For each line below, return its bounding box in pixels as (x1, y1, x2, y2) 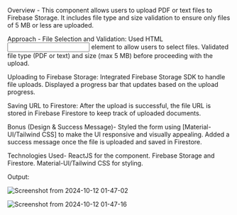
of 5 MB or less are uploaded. (7, 21, 94, 29)
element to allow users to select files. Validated (91, 42, 229, 51)
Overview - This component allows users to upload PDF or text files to (7, 6, 213, 14)
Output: (7, 173, 30, 181)
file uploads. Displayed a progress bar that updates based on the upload (7, 81, 219, 88)
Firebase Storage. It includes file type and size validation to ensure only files (7, 13, 231, 22)
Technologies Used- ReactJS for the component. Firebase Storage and (7, 151, 215, 160)
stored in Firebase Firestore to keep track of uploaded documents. (7, 109, 202, 117)
